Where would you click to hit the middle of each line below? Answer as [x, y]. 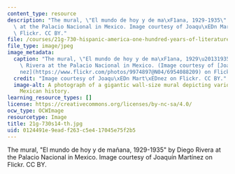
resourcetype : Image [37, 117]
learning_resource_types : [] [50, 98]
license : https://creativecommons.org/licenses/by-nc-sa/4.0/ [100, 104]
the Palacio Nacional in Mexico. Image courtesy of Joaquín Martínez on [110, 157]
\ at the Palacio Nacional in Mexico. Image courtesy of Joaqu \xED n [115, 26]
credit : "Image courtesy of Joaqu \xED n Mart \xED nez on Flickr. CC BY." [120, 78]
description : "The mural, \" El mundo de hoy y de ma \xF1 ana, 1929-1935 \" [117, 20]
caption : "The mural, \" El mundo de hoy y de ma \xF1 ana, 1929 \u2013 [115, 59]
